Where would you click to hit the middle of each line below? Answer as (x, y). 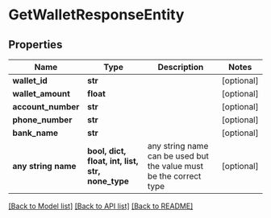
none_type (108, 181)
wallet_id (30, 80)
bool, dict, (107, 151)
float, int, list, (113, 161)
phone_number (42, 120)
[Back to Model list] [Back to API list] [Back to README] (101, 206)
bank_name (35, 133)
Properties (35, 45)
